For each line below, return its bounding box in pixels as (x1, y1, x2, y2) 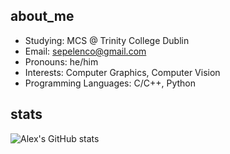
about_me (10, 8, 75, 25)
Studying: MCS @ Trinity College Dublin (24, 34, 190, 46)
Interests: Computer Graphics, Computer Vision (24, 66, 221, 78)
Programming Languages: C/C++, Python (24, 77, 197, 89)
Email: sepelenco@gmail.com (24, 45, 147, 57)
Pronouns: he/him (24, 55, 99, 68)
